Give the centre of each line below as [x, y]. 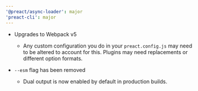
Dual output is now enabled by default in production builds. [95, 81]
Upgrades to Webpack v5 [45, 34]
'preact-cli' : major [31, 17]
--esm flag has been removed [49, 70]
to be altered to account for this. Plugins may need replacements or [105, 52]
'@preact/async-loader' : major [44, 12]
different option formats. [53, 58]
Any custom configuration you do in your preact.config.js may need [108, 46]
